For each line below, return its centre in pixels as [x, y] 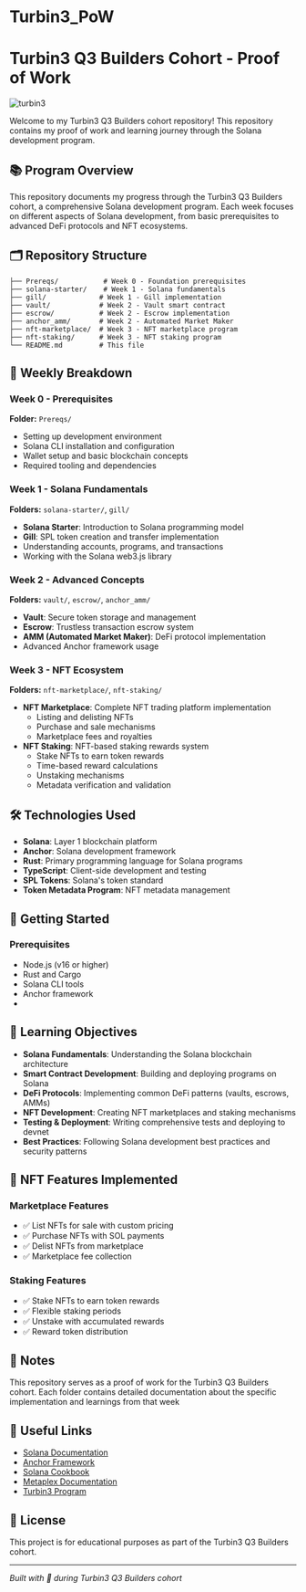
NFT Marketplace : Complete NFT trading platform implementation [147, 707]
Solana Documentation [66, 1452]
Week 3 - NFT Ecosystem [67, 670]
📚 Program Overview [71, 170]
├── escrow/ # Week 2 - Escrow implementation [120, 313]
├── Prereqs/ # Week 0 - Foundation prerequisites [128, 281]
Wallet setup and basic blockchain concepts [105, 456]
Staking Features [48, 1281]
